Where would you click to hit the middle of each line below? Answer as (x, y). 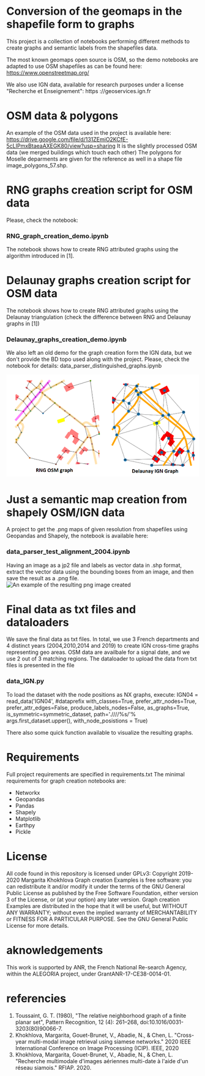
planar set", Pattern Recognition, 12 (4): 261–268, (77, 1022)
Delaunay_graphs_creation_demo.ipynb (67, 339)
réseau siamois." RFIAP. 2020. (53, 1067)
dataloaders (38, 622)
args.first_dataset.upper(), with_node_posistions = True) (77, 721)
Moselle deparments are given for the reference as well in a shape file (94, 159)
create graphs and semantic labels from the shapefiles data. (82, 48)
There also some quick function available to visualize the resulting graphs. (100, 732)
